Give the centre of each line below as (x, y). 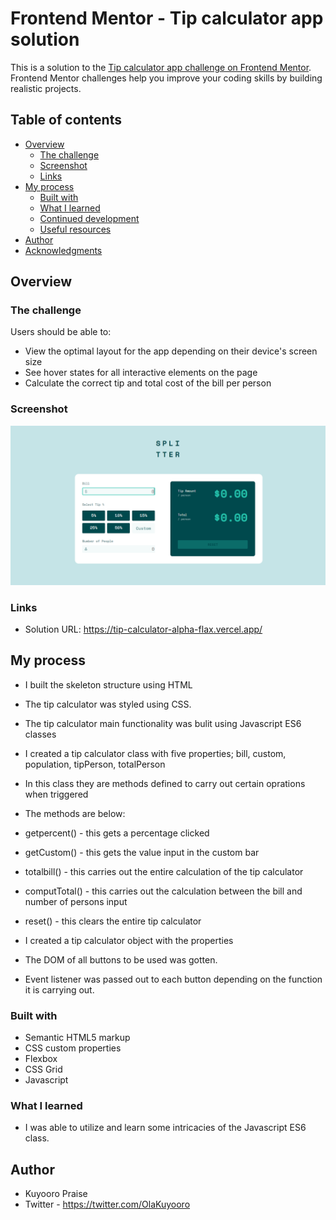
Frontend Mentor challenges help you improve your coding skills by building (166, 78)
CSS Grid (43, 1069)
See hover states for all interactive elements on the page (141, 373)
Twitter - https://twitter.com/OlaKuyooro (107, 1204)
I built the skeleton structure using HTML (108, 684)
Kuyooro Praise (56, 1194)
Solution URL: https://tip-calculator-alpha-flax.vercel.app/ (143, 629)
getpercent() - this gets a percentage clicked (117, 833)
